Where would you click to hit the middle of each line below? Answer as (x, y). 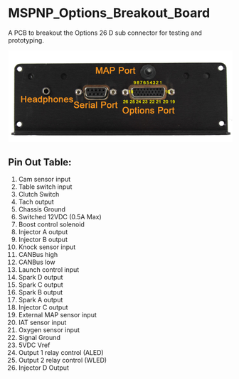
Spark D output (41, 278)
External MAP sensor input (57, 315)
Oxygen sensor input (49, 330)
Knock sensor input (47, 247)
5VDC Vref (34, 345)
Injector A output (43, 232)
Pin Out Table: (40, 162)
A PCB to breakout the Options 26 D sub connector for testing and (105, 33)
